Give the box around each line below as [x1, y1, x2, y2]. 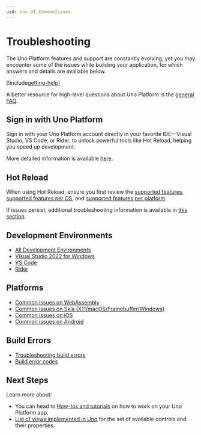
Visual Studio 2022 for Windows [14, 253, 95, 259]
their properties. [14, 422, 55, 429]
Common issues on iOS [14, 311, 73, 319]
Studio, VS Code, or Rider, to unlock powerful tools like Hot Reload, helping [6, 137, 192, 144]
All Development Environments [14, 246, 91, 253]
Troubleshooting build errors [14, 351, 86, 359]
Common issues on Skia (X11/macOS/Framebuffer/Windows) [14, 305, 165, 312]
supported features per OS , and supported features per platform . [6, 195, 167, 202]
